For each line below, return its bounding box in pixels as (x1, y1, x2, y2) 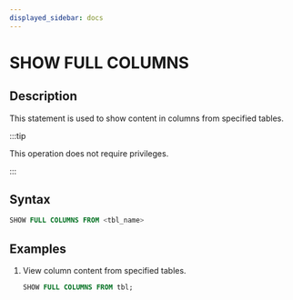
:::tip (9, 130, 26, 141)
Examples (9, 241, 66, 256)
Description (9, 88, 77, 105)
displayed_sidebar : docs (9, 13, 104, 23)
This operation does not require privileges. (9, 147, 169, 159)
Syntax (9, 192, 51, 207)
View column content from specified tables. (22, 265, 187, 276)
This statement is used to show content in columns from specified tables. (9, 113, 285, 124)
